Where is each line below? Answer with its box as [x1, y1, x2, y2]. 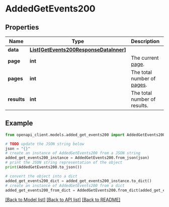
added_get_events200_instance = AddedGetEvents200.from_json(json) [5, 155, 150, 160]
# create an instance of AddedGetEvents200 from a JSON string [5, 151, 141, 156]
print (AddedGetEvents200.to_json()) [5, 165, 82, 170]
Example [5, 119, 33, 128]
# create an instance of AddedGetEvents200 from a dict [5, 183, 125, 188]
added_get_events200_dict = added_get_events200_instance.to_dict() [5, 178, 152, 183]
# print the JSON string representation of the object [5, 160, 123, 165]
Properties [5, 23, 39, 32]
